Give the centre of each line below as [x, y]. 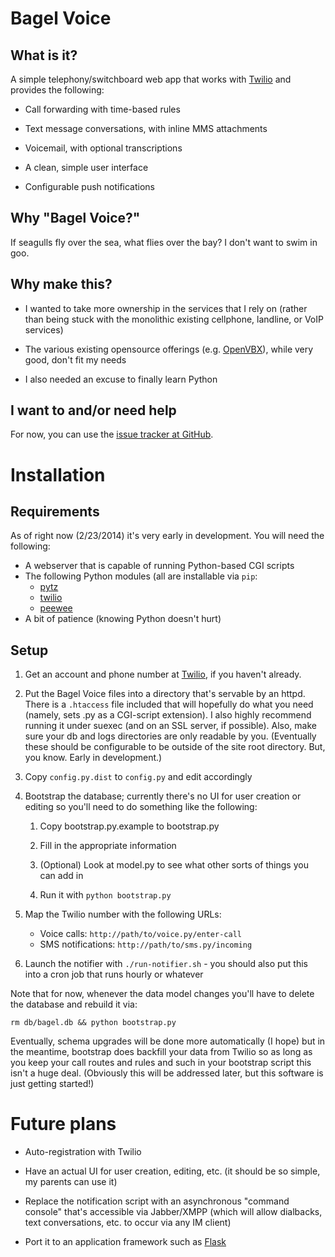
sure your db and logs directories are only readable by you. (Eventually [170, 736]
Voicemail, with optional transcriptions [103, 148]
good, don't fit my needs [75, 359]
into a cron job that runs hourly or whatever [114, 974]
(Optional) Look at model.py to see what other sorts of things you [174, 865]
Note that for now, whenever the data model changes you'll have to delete [162, 994]
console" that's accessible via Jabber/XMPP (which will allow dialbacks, [173, 1212]
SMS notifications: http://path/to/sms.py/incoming [146, 944]
